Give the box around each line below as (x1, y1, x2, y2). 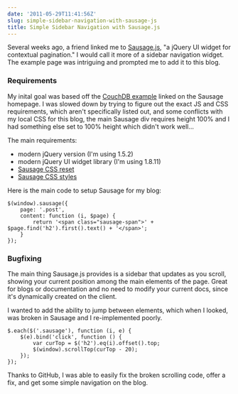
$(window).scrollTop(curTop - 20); (33, 346, 139, 353)
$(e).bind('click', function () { (20, 333, 122, 341)
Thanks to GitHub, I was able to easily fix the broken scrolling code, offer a (7, 371, 226, 379)
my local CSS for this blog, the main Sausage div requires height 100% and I (7, 114, 230, 123)
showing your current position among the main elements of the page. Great (7, 277, 228, 285)
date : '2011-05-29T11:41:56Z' (7, 10, 97, 18)
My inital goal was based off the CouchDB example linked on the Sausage (7, 92, 224, 100)
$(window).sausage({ (7, 199, 69, 207)
